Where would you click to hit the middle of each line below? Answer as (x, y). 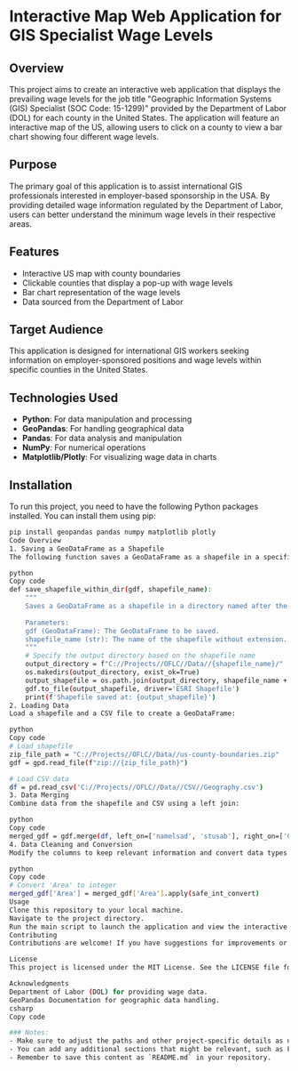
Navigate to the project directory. (77, 918)
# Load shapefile (41, 746)
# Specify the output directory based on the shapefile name (140, 656)
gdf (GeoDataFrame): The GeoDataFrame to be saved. (122, 631)
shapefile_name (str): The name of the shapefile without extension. (157, 639)
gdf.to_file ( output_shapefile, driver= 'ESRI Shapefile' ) (133, 688)
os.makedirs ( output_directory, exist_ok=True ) (113, 672)
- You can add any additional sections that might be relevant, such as (146, 1050)
